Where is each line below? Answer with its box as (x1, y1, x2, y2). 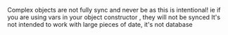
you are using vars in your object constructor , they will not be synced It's (7, 13, 220, 21)
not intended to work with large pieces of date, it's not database (7, 21, 193, 28)
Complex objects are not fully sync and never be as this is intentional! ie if (7, 6, 221, 14)
